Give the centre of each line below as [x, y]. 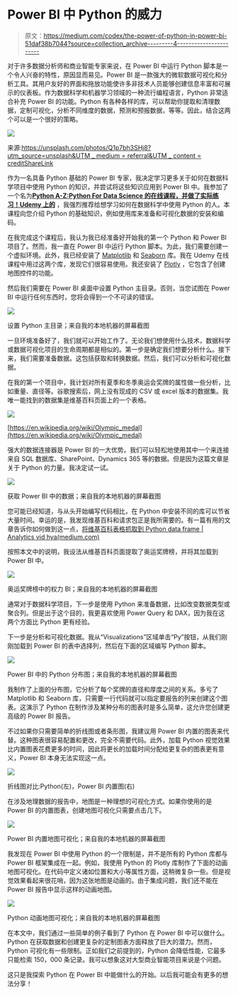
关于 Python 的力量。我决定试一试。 [60, 467]
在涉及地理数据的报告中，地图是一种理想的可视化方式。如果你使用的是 [110, 801]
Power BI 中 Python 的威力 [85, 15]
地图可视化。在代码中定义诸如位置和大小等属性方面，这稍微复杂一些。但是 [116, 871]
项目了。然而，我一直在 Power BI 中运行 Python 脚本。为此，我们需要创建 [115, 246]
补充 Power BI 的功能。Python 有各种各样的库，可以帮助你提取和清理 [114, 101]
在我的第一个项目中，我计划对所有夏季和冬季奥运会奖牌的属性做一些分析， [116, 382]
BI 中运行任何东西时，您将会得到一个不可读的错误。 [83, 296]
